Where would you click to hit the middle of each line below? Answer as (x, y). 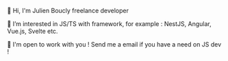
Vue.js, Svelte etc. (33, 31)
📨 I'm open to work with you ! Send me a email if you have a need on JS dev (114, 44)
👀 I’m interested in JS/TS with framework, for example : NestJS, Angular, (109, 24)
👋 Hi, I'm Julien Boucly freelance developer (68, 11)
